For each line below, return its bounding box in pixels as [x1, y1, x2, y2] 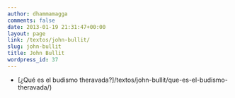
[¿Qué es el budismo [17, 75, 78, 84]
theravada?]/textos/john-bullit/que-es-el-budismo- [79, 75, 228, 84]
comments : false [7, 17, 55, 24]
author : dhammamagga [7, 10, 69, 18]
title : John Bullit [7, 50, 65, 57]
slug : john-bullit [7, 43, 62, 50]
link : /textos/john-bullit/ [7, 37, 91, 44]
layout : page [7, 30, 46, 37]
